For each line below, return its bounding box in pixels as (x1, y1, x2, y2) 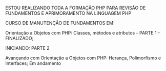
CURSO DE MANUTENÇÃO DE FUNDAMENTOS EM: (5, 20, 115, 26)
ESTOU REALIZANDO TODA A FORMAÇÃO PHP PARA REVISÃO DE (5, 5, 146, 11)
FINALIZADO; (5, 35, 34, 41)
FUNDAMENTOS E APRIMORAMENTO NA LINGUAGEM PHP (5, 10, 132, 16)
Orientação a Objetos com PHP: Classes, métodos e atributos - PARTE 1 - (5, 30, 160, 35)
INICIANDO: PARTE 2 (5, 45, 50, 51)
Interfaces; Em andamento (5, 60, 61, 66)
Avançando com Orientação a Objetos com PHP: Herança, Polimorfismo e (5, 55, 161, 61)
